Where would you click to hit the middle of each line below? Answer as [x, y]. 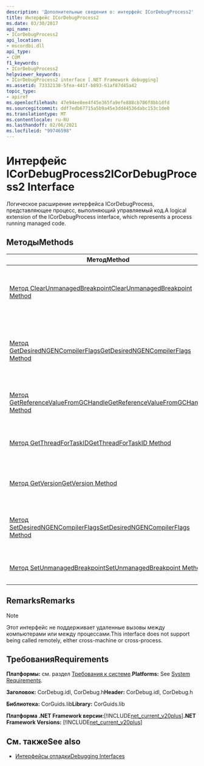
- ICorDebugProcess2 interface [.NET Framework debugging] [83, 80]
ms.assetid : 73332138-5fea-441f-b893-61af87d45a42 [72, 86]
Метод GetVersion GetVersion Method [63, 483]
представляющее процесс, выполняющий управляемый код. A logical [97, 210]
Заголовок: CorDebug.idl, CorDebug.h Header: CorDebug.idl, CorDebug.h [100, 692]
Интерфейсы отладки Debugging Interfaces [70, 756]
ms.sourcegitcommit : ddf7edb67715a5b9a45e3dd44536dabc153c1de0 [88, 108]
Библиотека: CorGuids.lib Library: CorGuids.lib [66, 704]
